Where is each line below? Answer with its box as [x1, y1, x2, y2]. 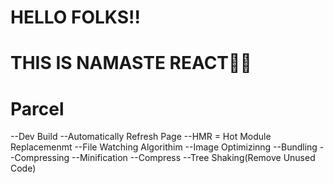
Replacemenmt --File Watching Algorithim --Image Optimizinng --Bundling [10, 141, 318, 153]
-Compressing [10, 152, 70, 164]
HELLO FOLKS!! [10, 6, 141, 29]
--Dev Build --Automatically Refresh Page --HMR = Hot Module [10, 131, 272, 143]
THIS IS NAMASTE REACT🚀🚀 [10, 52, 252, 75]
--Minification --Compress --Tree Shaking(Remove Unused [71, 152, 316, 164]
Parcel [10, 97, 65, 120]
